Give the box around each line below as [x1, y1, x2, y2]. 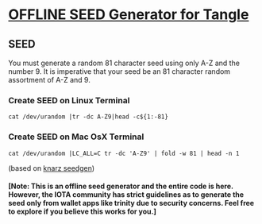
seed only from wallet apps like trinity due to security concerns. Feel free [8, 199, 255, 208]
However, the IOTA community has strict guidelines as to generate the [8, 190, 245, 199]
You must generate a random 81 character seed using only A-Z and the [8, 58, 241, 68]
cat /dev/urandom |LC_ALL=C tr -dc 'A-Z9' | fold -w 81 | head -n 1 [8, 149, 240, 157]
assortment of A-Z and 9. [8, 75, 91, 84]
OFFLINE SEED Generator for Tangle [8, 6, 249, 24]
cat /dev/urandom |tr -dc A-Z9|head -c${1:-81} [8, 113, 169, 121]
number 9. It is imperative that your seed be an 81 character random [8, 67, 231, 76]
